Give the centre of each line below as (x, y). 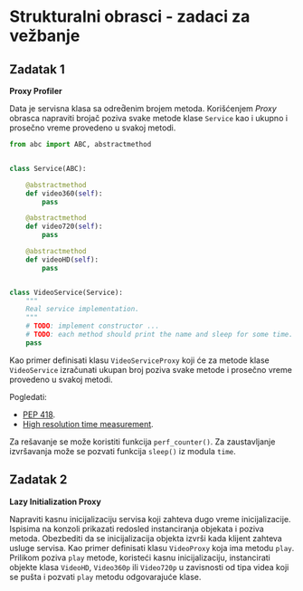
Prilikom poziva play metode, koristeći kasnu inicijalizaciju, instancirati (140, 558)
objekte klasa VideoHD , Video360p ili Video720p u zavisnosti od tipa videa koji (149, 567)
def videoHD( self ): (62, 260)
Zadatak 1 (37, 69)
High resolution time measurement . (88, 424)
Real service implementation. (83, 310)
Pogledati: (28, 396)
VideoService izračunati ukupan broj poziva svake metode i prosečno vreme (151, 369)
